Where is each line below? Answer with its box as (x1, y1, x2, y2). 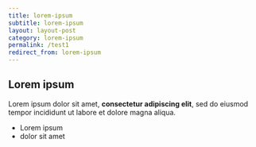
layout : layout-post (8, 26, 77, 34)
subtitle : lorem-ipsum (8, 19, 83, 27)
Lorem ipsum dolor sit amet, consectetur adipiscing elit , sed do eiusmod (8, 99, 249, 108)
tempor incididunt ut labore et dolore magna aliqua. (8, 107, 176, 117)
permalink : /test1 (8, 41, 69, 49)
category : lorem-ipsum (8, 33, 83, 42)
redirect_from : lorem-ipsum (8, 48, 102, 56)
